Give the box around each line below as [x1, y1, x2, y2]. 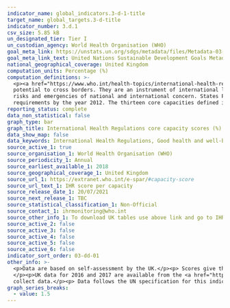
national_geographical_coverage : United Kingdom [7, 61, 149, 68]
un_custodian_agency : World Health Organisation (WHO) [7, 42, 167, 49]
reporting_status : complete [7, 106, 88, 112]
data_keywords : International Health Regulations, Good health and [7, 138, 204, 145]
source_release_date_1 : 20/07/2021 [7, 189, 109, 196]
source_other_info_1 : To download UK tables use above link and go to [7, 214, 213, 221]
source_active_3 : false [7, 227, 75, 234]
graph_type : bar [7, 118, 53, 126]
